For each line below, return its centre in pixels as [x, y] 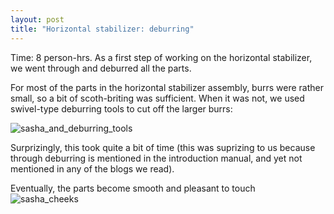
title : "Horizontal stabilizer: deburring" [102, 29]
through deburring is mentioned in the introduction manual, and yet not [156, 158]
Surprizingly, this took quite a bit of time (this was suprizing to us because [163, 147]
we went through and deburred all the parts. [101, 68]
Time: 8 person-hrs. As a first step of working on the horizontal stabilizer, [161, 57]
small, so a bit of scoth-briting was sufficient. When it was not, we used [157, 98]
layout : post [37, 19]
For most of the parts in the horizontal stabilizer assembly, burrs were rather [167, 87]
